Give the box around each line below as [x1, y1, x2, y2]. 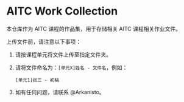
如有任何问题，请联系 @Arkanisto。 [15, 88, 105, 95]
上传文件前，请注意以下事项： [6, 38, 81, 45]
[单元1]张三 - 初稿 [15, 77, 60, 83]
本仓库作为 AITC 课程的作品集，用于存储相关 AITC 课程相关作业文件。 [6, 25, 182, 32]
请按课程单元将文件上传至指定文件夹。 [15, 50, 111, 58]
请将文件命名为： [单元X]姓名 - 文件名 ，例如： [15, 64, 128, 71]
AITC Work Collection [6, 4, 118, 18]
